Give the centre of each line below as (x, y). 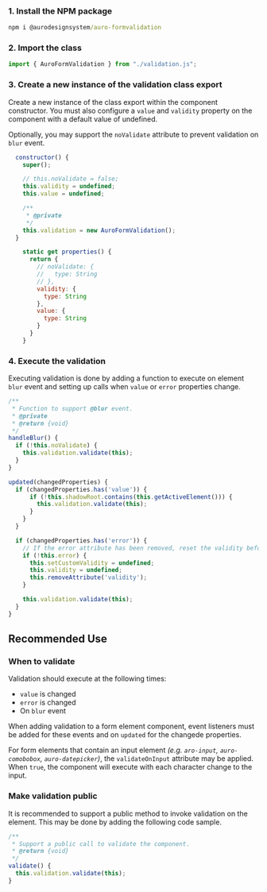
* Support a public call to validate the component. (101, 844)
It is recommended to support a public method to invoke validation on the (128, 813)
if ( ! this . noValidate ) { (56, 446)
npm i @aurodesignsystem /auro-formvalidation (85, 28)
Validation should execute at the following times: (87, 679)
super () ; (37, 164)
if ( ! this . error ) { (55, 555)
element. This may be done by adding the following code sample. (115, 822)
